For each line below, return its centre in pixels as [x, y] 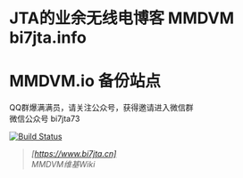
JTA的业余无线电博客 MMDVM [122, 18]
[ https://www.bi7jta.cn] [74, 154]
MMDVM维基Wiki [63, 165]
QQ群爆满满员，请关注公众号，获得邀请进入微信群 [101, 108]
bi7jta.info [48, 38]
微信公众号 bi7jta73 [45, 119]
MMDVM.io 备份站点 [85, 81]
